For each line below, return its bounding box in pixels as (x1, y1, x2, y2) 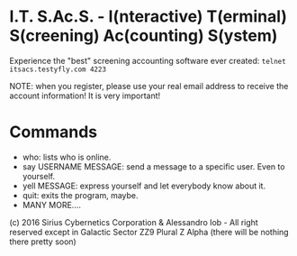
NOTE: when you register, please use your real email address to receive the (9, 80, 289, 91)
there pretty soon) (9, 236, 76, 247)
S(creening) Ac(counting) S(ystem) (9, 25, 278, 46)
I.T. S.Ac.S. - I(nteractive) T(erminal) (9, 6, 288, 27)
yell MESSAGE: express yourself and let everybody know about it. (22, 180, 266, 191)
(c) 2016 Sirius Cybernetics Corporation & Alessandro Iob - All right (9, 216, 258, 227)
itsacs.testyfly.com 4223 (9, 65, 106, 74)
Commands (9, 122, 98, 142)
